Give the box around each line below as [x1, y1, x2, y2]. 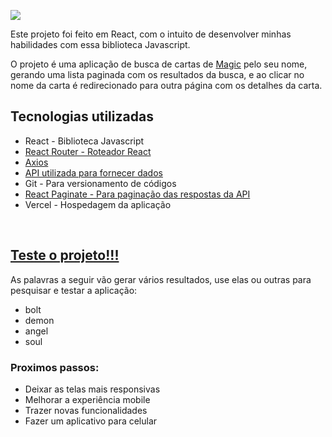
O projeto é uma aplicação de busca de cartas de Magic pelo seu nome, [10, 58, 308, 70]
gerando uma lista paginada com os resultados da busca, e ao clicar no [10, 69, 305, 80]
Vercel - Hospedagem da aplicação [24, 198, 172, 210]
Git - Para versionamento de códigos [24, 177, 177, 189]
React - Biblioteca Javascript [24, 135, 145, 147]
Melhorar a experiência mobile [24, 393, 151, 405]
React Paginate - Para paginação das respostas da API [24, 188, 251, 200]
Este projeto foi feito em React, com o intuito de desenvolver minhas [10, 28, 292, 40]
